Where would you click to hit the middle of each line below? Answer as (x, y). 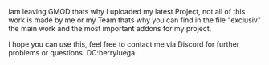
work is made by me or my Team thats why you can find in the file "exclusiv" (135, 20)
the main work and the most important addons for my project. (110, 28)
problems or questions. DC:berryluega (72, 53)
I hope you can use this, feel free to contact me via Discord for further (124, 44)
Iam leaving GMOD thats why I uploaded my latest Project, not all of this (127, 12)
